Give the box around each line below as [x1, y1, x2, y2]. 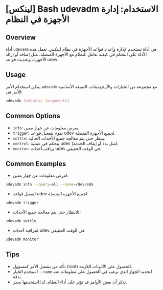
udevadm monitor [5, 237, 39, 242]
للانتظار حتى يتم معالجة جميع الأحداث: [12, 209, 81, 215]
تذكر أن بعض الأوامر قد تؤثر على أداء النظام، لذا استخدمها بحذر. [12, 279, 127, 285]
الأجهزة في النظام [5, 14, 70, 25]
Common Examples [5, 160, 67, 168]
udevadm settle [5, 219, 37, 224]
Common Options [5, 112, 61, 120]
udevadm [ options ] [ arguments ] [5, 98, 70, 103]
